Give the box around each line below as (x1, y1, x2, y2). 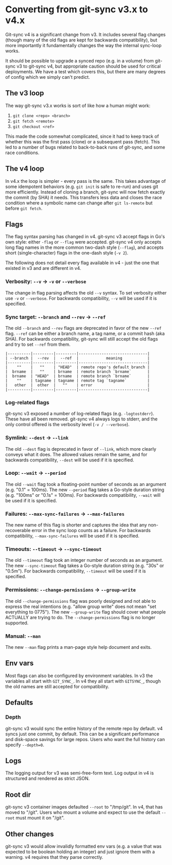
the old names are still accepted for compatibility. (5, 683, 110, 689)
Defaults (5, 698, 33, 707)
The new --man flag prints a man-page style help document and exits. (5, 644, 152, 650)
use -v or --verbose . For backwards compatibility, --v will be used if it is (5, 295, 157, 301)
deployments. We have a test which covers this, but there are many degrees (5, 68, 166, 75)
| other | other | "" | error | (5, 383, 150, 388)
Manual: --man (5, 632, 41, 640)
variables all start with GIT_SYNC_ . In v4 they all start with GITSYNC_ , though (5, 678, 161, 684)
